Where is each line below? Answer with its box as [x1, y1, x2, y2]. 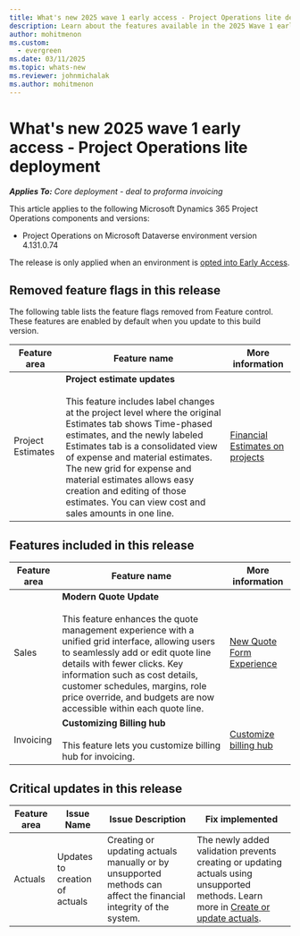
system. [106, 912, 141, 924]
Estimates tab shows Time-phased [65, 418, 212, 430]
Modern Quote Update [62, 591, 159, 603]
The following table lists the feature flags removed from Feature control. [9, 306, 274, 318]
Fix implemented [204, 813, 279, 825]
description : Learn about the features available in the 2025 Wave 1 [9, 21, 274, 30]
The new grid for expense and [65, 463, 192, 475]
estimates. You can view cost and [65, 496, 206, 508]
